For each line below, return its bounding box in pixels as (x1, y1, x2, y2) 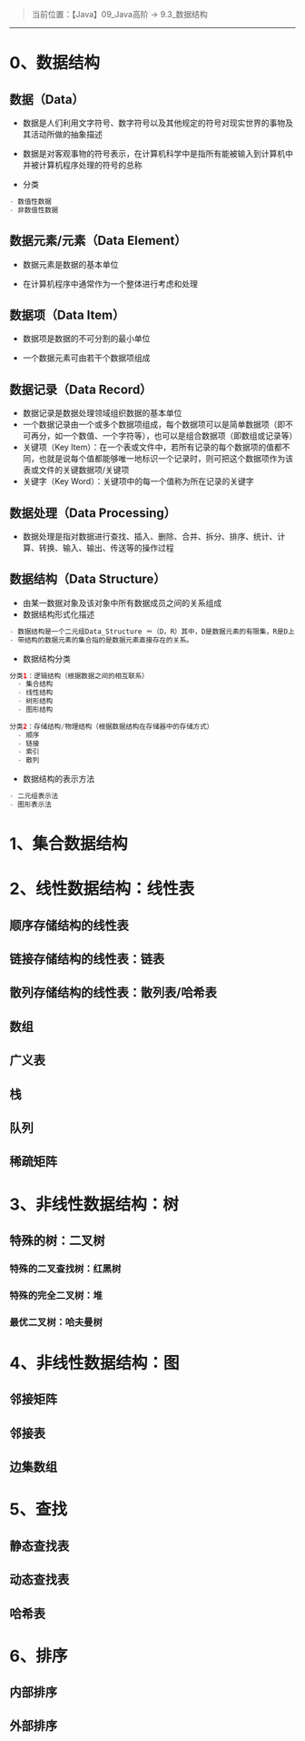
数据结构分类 (22, 653, 71, 663)
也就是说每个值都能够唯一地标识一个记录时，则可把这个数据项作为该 (38, 453, 293, 464)
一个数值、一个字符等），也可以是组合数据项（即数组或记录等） (62, 430, 298, 441)
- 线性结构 (17, 688, 54, 697)
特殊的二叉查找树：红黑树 (9, 1262, 122, 1275)
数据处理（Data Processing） (9, 505, 177, 521)
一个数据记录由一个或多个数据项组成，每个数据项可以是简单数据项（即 (22, 419, 286, 430)
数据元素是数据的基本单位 (22, 258, 119, 269)
